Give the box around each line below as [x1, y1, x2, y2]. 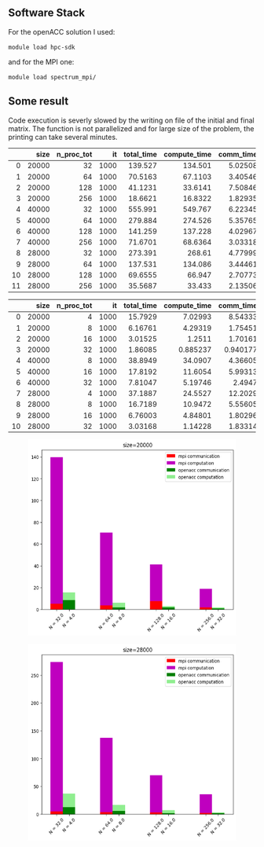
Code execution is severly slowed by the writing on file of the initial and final [8, 115, 255, 125]
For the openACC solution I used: [8, 27, 115, 36]
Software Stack [8, 6, 86, 20]
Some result [8, 94, 69, 108]
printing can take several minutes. [8, 132, 118, 141]
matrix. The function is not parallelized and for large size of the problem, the [8, 123, 255, 133]
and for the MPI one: [8, 57, 75, 66]
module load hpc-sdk [8, 43, 76, 51]
